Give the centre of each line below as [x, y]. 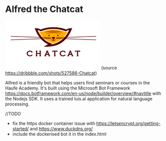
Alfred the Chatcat [44, 9]
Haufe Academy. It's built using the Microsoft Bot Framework [68, 88]
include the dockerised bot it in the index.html [59, 134]
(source [109, 67]
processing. [17, 104]
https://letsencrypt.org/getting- [128, 123]
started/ [20, 128]
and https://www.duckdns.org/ [61, 128]
